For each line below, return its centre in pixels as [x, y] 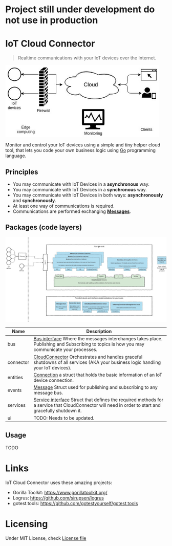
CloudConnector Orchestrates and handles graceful [88, 357]
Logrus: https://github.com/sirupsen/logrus [58, 498]
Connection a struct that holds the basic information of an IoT [98, 375]
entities [15, 378]
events [15, 390]
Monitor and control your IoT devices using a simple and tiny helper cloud [83, 145]
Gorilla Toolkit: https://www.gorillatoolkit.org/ [60, 492]
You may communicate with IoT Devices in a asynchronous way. [81, 184]
